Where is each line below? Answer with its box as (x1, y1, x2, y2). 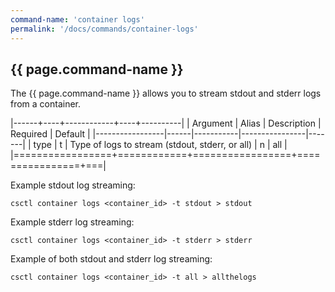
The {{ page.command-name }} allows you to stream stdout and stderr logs (10, 87, 322, 100)
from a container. (10, 98, 82, 110)
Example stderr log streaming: (10, 216, 135, 228)
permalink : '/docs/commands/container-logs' (10, 24, 199, 34)
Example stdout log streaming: (10, 179, 136, 191)
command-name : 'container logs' (10, 14, 145, 25)
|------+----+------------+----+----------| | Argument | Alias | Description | (10, 117, 322, 130)
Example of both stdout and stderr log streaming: (10, 253, 213, 265)
